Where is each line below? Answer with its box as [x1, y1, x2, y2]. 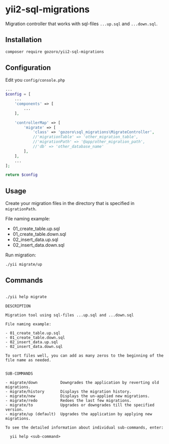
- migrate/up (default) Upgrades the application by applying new [5, 411, 153, 417]
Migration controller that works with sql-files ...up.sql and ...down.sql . [5, 21, 158, 27]
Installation [5, 35, 42, 44]
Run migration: [5, 252, 36, 258]
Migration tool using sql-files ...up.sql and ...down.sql [5, 312, 134, 318]
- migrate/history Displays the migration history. [5, 389, 132, 394]
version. [5, 407, 24, 412]
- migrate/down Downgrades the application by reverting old [5, 380, 159, 385]
